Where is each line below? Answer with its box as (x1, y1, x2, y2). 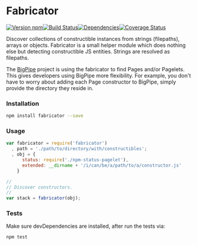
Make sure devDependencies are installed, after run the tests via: (6, 222, 166, 230)
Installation (6, 99, 40, 107)
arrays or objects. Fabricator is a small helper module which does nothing (6, 42, 186, 49)
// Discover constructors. (6, 184, 73, 190)
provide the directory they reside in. (6, 84, 94, 91)
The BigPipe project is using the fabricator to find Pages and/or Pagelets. (6, 65, 185, 72)
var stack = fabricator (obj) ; (6, 195, 81, 201)
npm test (6, 234, 28, 240)
